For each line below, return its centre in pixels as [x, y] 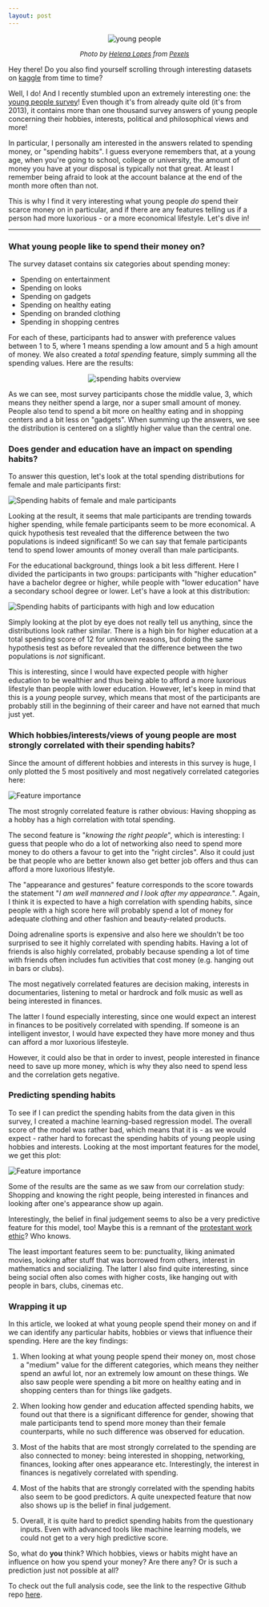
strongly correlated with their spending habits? [102, 745]
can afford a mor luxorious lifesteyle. [69, 1042]
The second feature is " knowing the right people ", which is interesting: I [126, 835]
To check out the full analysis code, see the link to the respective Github [127, 1586]
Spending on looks [51, 287]
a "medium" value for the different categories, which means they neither [139, 1365]
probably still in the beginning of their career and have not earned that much [134, 706]
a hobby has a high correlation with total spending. [92, 820]
